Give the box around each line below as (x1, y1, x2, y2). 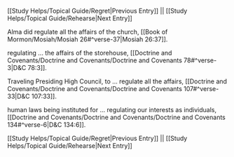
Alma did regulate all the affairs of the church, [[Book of (7, 28, 168, 36)
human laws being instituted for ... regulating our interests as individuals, (7, 106, 217, 114)
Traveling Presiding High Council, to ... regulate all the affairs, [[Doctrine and (7, 77, 228, 86)
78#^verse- (183, 56, 217, 64)
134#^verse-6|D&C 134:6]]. (7, 121, 86, 129)
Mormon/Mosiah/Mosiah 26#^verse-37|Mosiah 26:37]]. (7, 35, 168, 43)
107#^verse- (183, 85, 219, 93)
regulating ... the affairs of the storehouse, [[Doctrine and (7, 49, 172, 57)
